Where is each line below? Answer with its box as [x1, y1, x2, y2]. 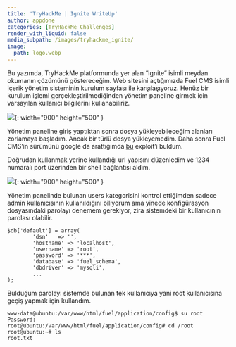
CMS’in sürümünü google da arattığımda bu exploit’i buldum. [7, 141, 183, 150]
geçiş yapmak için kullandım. [7, 296, 92, 305]
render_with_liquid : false [7, 30, 87, 37]
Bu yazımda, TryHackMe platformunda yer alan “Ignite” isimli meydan [7, 68, 209, 77]
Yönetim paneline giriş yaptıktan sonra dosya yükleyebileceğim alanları [7, 127, 213, 135]
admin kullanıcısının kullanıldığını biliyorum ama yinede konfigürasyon [7, 198, 209, 207]
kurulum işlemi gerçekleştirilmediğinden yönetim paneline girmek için [7, 91, 208, 99]
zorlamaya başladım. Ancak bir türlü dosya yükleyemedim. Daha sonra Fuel [7, 134, 225, 143]
